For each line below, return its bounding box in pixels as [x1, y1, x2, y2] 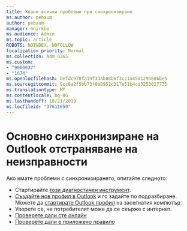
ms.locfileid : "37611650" [6, 103, 71, 110]
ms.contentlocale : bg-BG [6, 92, 68, 98]
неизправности [6, 155, 88, 169]
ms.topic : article [6, 37, 52, 43]
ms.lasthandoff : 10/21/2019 [6, 98, 77, 104]
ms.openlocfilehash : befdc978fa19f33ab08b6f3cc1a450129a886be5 [6, 76, 168, 82]
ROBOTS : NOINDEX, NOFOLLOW [6, 43, 74, 49]
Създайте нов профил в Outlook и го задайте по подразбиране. [14, 193, 177, 200]
